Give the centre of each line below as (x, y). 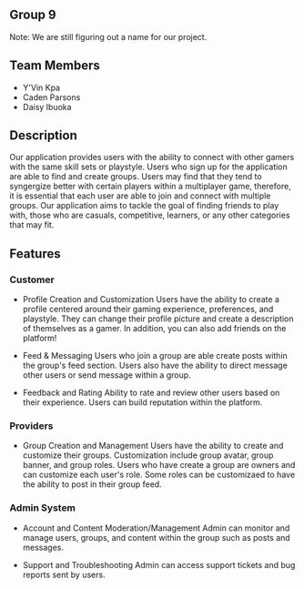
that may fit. (32, 225)
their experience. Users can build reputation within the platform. (142, 402)
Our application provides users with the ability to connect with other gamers (152, 157)
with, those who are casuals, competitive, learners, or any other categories (150, 215)
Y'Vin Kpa (41, 87)
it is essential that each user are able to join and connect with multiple (140, 196)
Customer (32, 279)
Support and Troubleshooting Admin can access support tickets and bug (159, 564)
